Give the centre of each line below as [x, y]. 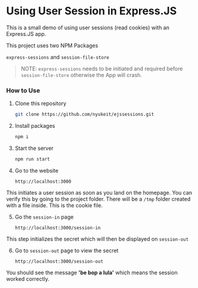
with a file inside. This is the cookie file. [55, 205]
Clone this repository [41, 103]
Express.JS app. [26, 33]
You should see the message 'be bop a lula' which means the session [92, 272]
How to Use [23, 90]
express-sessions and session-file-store [58, 57]
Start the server [34, 148]
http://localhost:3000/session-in [58, 228]
